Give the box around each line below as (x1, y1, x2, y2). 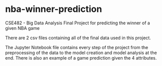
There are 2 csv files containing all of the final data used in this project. (5, 35, 151, 41)
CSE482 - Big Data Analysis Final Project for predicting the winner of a (5, 20, 151, 26)
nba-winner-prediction (5, 3, 102, 15)
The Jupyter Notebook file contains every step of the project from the (5, 44, 149, 50)
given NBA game (5, 25, 40, 31)
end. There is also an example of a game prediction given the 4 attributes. (5, 55, 157, 61)
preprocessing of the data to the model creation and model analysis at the (5, 50, 157, 56)
